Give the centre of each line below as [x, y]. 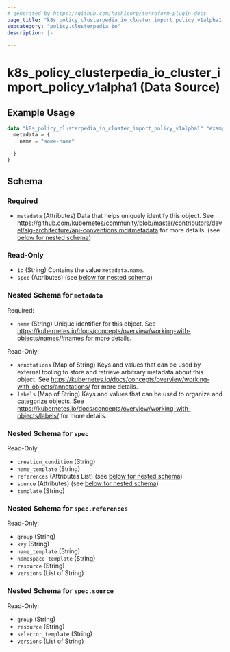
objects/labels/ [38, 415]
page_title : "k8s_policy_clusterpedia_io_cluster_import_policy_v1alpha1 [115, 20]
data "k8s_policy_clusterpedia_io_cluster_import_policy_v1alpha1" [105, 129]
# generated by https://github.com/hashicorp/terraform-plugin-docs [107, 13]
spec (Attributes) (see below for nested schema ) [85, 278]
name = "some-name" [47, 141]
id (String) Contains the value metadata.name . [80, 270]
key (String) [33, 544]
